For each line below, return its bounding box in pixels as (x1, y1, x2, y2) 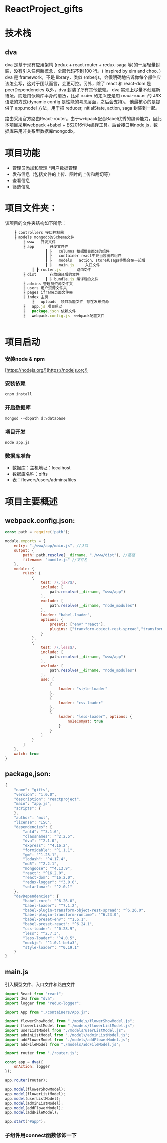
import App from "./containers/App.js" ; (5, 1010, 90, 1015)
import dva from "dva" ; (5, 996, 55, 1001)
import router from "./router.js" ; (5, 1050, 79, 1055)
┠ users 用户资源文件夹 (23, 286, 67, 290)
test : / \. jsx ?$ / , (40, 580, 77, 585)
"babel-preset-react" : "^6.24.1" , (23, 922, 94, 927)
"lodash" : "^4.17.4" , (23, 857, 68, 861)
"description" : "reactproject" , (14, 797, 81, 802)
